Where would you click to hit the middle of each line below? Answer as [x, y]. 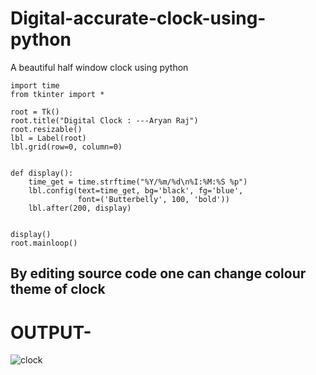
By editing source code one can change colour [158, 273]
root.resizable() [46, 129]
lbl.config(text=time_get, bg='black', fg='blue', [136, 190]
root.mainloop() [44, 243]
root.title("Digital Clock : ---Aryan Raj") [104, 120]
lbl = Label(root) [48, 138]
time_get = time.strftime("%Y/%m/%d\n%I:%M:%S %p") [138, 182]
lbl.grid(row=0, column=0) [66, 147]
